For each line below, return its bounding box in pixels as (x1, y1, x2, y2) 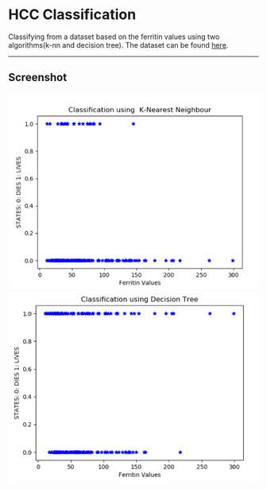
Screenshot (8, 71, 68, 84)
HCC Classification (8, 6, 137, 24)
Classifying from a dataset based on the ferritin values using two (8, 32, 220, 41)
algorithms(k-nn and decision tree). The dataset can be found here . (8, 40, 229, 49)
